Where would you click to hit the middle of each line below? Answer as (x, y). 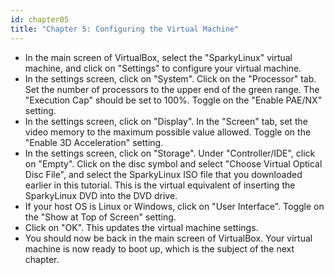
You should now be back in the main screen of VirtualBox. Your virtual (168, 238)
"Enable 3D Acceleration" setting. (94, 142)
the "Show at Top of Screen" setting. (100, 217)
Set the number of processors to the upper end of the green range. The (172, 89)
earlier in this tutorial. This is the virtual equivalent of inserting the (160, 185)
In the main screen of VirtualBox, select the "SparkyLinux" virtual (158, 57)
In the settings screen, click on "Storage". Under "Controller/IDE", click (170, 153)
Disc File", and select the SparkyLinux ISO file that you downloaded (163, 174)
